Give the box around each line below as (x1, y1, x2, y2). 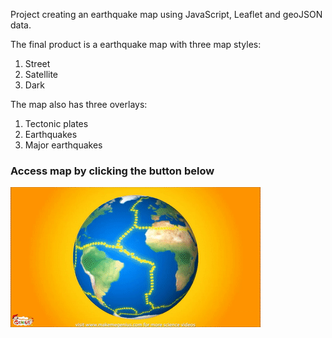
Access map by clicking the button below (10, 164, 215, 178)
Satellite (24, 69, 59, 80)
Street (24, 58, 51, 69)
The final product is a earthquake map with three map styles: (10, 39, 262, 50)
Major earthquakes (24, 139, 103, 151)
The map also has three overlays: (10, 99, 148, 110)
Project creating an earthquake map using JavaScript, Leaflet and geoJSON (10, 9, 323, 20)
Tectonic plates (24, 118, 89, 129)
